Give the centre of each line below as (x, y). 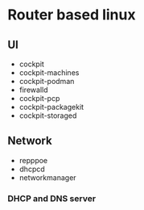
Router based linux (72, 15)
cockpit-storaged (48, 115)
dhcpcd (32, 169)
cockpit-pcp (39, 98)
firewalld (33, 90)
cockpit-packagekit (51, 107)
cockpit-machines (49, 73)
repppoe (33, 160)
